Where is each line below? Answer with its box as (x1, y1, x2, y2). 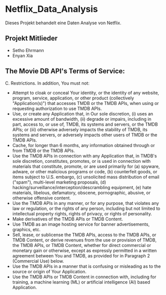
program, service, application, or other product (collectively (12, 95, 134, 101)
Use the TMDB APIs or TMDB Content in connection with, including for (12, 274, 157, 280)
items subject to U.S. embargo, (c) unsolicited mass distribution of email (12, 174, 160, 180)
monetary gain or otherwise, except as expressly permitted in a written (12, 247, 157, 253)
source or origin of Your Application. (12, 268, 87, 274)
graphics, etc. (12, 226, 41, 232)
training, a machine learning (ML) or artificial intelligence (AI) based (12, 279, 150, 285)
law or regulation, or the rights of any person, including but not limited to (12, 205, 161, 211)
